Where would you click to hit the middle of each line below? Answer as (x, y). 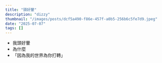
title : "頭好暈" (21, 10)
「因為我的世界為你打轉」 (39, 56)
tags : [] (14, 28)
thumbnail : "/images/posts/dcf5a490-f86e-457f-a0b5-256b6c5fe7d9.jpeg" (81, 19)
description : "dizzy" (28, 14)
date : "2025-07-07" (25, 24)
